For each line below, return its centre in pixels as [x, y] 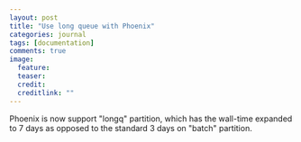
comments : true [38, 51]
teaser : [32, 76]
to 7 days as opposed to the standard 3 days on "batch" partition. [131, 128]
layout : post [34, 18]
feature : [34, 68]
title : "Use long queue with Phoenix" [82, 26]
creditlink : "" [46, 93]
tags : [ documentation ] [52, 43]
